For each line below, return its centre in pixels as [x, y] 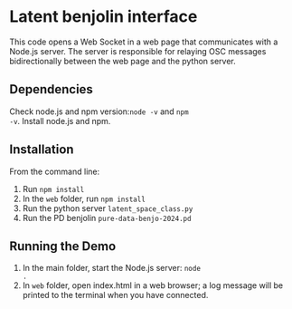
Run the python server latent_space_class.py [108, 208]
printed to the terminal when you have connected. [115, 295]
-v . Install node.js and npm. [60, 121]
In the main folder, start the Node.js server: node [112, 268]
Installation [42, 150]
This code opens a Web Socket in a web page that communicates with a [144, 42]
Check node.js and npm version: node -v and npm [99, 111]
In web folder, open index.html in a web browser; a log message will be [153, 285]
